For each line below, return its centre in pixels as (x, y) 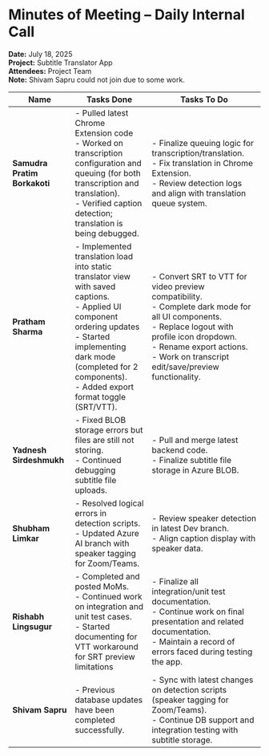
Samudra (30, 163)
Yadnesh (29, 449)
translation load (104, 256)
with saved (95, 287)
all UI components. (187, 316)
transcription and (107, 183)
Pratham (29, 321)
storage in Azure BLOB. (195, 469)
